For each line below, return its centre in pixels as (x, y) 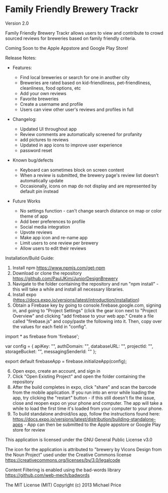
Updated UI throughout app (48, 129)
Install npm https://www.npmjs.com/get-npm (59, 267)
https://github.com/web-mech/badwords (47, 475)
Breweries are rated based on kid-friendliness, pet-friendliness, (86, 83)
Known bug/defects (33, 160)
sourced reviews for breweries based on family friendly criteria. (71, 38)
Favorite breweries (39, 99)
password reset (36, 150)
